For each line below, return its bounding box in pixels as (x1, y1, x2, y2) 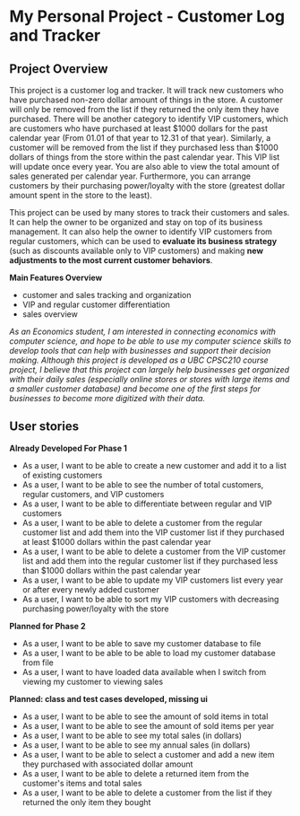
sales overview (21, 309, 78, 320)
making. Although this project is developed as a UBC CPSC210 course (9, 355, 269, 365)
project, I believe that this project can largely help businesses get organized (9, 364, 289, 374)
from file (21, 657, 54, 668)
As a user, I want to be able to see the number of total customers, (21, 478, 264, 490)
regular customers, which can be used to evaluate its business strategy (9, 236, 278, 246)
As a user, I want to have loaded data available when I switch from (21, 666, 267, 677)
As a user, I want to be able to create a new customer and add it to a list (21, 460, 287, 470)
